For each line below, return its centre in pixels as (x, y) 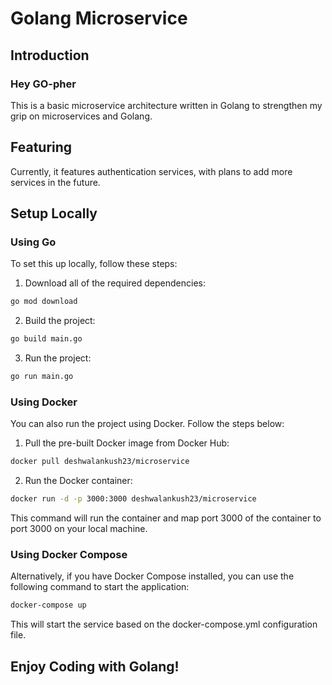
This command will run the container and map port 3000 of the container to (166, 518)
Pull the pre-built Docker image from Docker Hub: (127, 443)
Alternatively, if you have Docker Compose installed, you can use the (152, 576)
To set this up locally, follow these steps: (94, 264)
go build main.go (46, 339)
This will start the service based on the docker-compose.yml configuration (164, 624)
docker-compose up (48, 605)
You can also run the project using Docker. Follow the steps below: (147, 424)
